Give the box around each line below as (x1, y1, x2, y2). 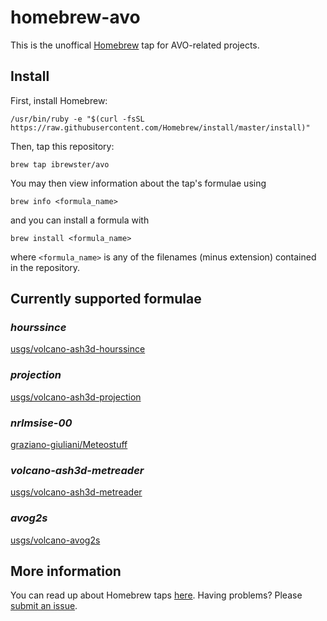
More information (10, 563, 122, 580)
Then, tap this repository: (10, 140, 115, 152)
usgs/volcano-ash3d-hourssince (10, 343, 146, 355)
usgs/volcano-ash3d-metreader (10, 486, 143, 498)
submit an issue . (10, 600, 78, 612)
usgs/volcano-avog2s (10, 534, 101, 546)
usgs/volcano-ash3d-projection (10, 391, 142, 403)
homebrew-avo (10, 6, 141, 29)
